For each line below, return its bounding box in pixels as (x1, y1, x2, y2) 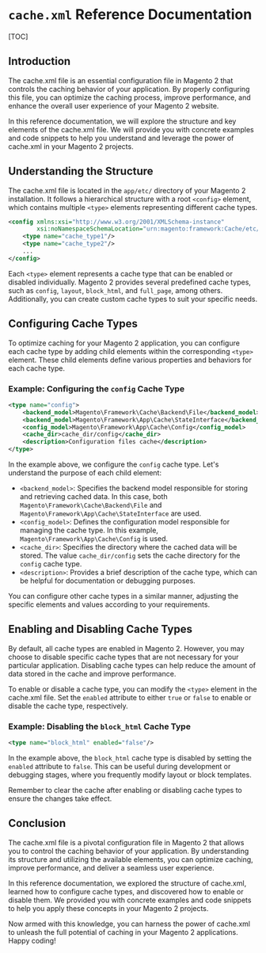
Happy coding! (8, 936, 57, 945)
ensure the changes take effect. (8, 794, 112, 803)
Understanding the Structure (8, 165, 154, 178)
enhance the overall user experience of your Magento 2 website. (8, 101, 219, 110)
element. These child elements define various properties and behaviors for (8, 355, 252, 364)
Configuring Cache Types (8, 317, 139, 330)
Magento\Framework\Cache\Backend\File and (19, 501, 162, 510)
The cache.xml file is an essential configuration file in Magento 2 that (8, 75, 234, 85)
